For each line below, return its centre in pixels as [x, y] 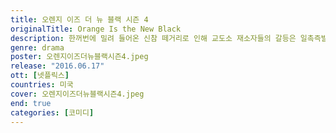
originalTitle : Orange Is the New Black [96, 29]
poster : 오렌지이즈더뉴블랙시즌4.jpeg [79, 57]
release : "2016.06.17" [57, 66]
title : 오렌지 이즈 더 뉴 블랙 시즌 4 [79, 19]
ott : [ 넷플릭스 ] [40, 76]
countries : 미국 [42, 85]
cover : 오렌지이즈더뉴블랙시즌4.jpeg [77, 94]
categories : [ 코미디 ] [52, 112]
